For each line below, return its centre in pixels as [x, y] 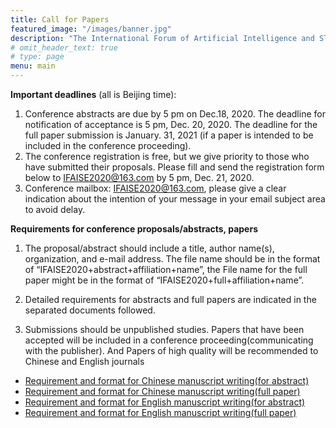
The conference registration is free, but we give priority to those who [167, 156]
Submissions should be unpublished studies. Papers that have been [164, 329]
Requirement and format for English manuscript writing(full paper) [160, 412]
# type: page [37, 57]
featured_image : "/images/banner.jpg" [91, 29]
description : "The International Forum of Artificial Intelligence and [162, 38]
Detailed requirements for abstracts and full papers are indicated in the [170, 299]
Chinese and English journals [84, 361]
